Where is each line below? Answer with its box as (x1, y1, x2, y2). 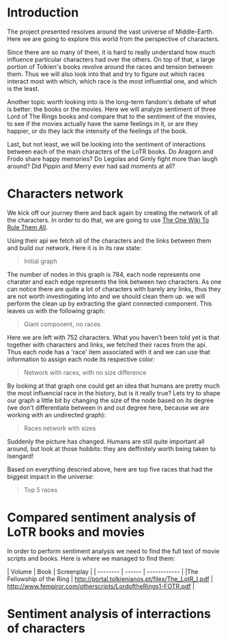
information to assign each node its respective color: (7, 355, 155, 363)
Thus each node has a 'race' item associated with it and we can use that (7, 347, 210, 356)
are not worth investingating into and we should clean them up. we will (7, 292, 205, 300)
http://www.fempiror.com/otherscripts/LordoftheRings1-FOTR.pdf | (7, 582, 195, 590)
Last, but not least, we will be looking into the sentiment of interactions (7, 140, 206, 148)
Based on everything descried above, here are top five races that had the (7, 465, 213, 473)
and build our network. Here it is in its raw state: (7, 243, 142, 251)
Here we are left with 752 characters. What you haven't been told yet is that (7, 333, 220, 341)
